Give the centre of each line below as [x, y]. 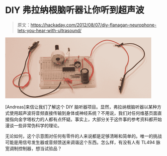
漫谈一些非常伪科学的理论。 [34, 125]
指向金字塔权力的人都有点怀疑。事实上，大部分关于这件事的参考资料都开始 [85, 119]
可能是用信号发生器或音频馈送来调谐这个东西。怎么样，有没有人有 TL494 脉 [83, 142]
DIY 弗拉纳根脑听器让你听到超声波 [75, 10]
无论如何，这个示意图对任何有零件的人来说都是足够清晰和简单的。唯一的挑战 [83, 136]
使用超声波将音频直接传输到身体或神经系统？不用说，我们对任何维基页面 [83, 113]
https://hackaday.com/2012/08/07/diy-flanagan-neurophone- [93, 25]
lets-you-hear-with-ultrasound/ [49, 30]
